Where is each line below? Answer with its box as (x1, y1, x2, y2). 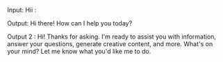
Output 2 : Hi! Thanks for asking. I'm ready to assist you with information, (7, 32, 217, 41)
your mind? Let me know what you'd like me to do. (7, 48, 151, 55)
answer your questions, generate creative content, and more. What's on (7, 40, 213, 48)
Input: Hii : (7, 6, 37, 14)
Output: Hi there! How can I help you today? (7, 19, 133, 27)
